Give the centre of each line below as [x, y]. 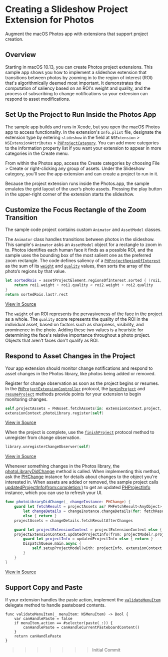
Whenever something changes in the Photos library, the [62, 466]
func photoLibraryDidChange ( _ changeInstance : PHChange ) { [68, 502]
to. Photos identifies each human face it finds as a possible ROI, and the [79, 250]
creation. [14, 39]
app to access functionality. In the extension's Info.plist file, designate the [83, 132]
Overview [21, 55]
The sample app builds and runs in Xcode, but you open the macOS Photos [82, 127]
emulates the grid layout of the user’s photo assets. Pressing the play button [83, 188]
